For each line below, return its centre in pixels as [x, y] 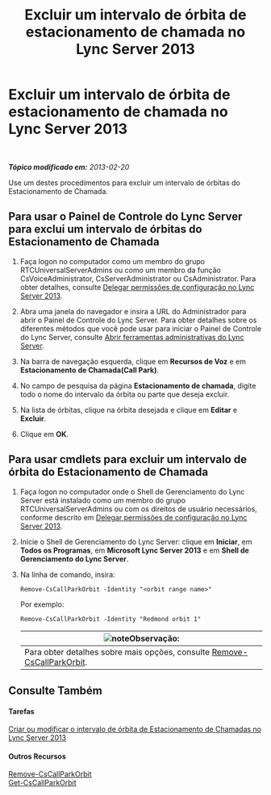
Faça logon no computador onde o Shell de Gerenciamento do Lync [132, 491]
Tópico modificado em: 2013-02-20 [69, 166]
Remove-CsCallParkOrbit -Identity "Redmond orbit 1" [110, 619]
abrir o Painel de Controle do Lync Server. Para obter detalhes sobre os [138, 320]
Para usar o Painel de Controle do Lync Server [125, 217]
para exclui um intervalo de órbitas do [105, 229]
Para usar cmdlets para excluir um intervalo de [128, 459]
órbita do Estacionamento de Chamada [108, 472]
